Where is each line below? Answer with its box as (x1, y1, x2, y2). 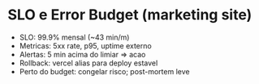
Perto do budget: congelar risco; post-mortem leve (19, 66, 190, 76)
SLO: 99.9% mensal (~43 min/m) (19, 32, 130, 42)
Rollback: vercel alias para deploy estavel (19, 58, 158, 68)
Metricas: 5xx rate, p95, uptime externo (19, 40, 152, 50)
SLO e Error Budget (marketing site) (7, 6, 253, 24)
